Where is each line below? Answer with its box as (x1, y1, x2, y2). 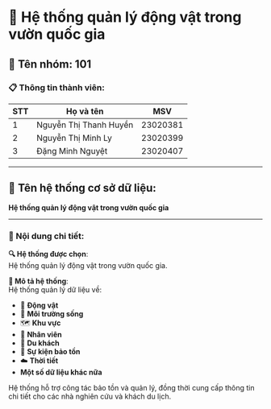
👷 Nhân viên (19, 329, 62, 339)
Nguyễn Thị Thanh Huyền (35, 119, 134, 130)
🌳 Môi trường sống (19, 308, 84, 318)
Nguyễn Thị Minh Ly (35, 132, 113, 143)
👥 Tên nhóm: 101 (8, 57, 92, 71)
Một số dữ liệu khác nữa (19, 367, 102, 377)
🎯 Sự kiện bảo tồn (19, 346, 81, 356)
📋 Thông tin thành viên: (8, 81, 105, 93)
